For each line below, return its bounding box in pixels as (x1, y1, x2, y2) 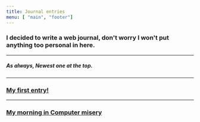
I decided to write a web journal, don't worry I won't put (6, 34, 170, 42)
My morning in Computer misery (6, 108, 102, 116)
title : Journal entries (6, 8, 65, 15)
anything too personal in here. (6, 41, 95, 49)
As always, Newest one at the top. (6, 62, 93, 69)
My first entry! (6, 86, 49, 94)
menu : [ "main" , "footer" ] (6, 14, 73, 20)
